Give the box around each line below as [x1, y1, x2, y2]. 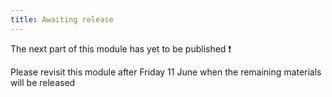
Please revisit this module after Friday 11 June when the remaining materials [10, 66, 322, 78]
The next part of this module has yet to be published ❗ [10, 42, 232, 55]
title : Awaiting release [10, 14, 114, 25]
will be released [10, 76, 76, 88]
